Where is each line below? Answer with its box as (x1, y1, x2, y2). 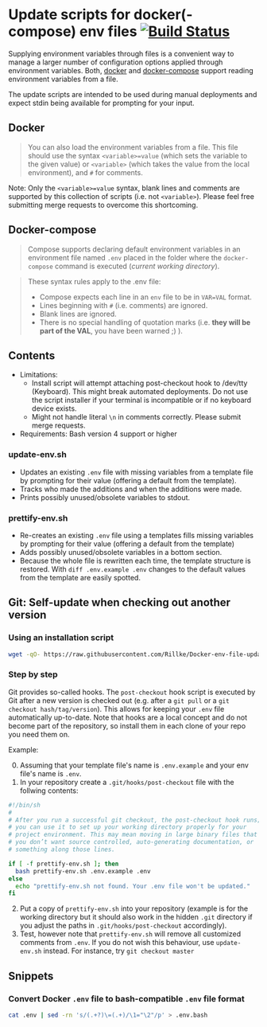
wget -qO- (8, 650, 41, 658)
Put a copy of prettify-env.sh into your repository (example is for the (19, 904, 249, 913)
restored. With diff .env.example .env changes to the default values (19, 564, 246, 574)
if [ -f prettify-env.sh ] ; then (8, 860, 119, 868)
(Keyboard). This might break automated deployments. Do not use (31, 387, 249, 396)
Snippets (8, 969, 54, 982)
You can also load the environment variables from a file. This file (27, 142, 238, 152)
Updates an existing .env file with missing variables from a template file (19, 467, 253, 477)
